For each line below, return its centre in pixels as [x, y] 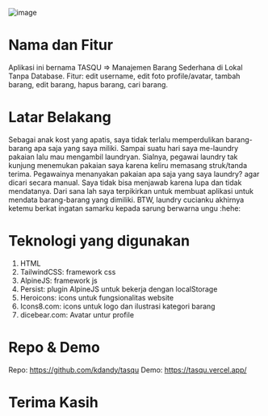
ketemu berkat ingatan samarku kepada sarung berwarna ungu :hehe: [124, 208]
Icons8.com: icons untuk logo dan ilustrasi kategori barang [117, 306]
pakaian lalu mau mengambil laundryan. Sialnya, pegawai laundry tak [123, 157]
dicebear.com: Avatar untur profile [77, 314]
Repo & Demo [54, 347]
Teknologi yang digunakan [99, 241]
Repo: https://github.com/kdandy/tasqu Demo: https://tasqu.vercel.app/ [128, 370]
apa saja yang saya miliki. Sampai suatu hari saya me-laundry [136, 148]
